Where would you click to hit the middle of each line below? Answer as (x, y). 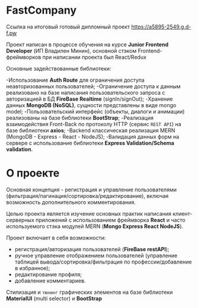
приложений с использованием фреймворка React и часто (110, 220)
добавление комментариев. (50, 280)
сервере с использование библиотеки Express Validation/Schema (90, 143)
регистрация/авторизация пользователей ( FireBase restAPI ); (92, 249)
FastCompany (41, 10)
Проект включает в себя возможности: (56, 238)
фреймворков (24, 57)
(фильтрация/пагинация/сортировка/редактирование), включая (87, 195)
